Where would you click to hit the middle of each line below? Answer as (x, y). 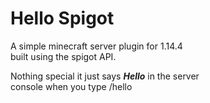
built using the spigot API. (63, 56)
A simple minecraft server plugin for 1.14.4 (96, 46)
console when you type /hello (71, 86)
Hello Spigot (62, 18)
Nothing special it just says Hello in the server (105, 76)
